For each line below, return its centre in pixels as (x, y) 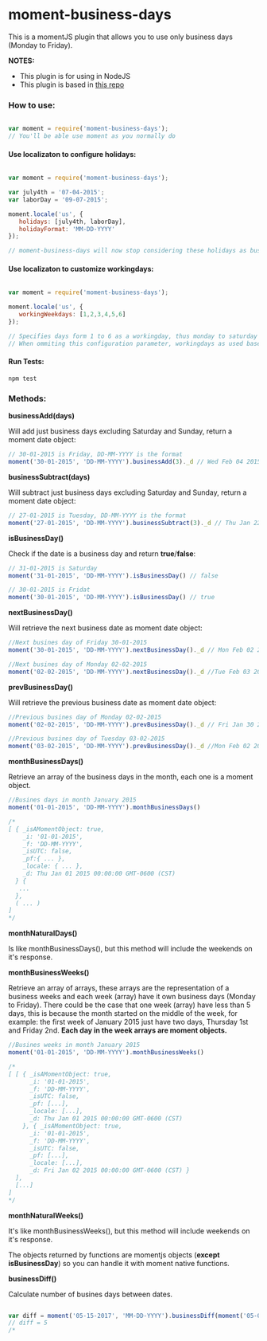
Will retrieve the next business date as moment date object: (105, 628)
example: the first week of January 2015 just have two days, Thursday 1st (128, 1022)
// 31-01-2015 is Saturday (53, 568)
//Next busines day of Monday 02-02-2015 (78, 664)
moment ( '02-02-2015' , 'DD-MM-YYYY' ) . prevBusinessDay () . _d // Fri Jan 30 (131, 724)
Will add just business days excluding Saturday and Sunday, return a (120, 431)
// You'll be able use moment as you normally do (92, 136)
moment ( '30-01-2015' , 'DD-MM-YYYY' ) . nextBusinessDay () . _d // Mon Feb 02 (131, 650)
